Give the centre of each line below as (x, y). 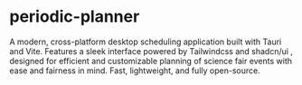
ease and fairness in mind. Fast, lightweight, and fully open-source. (135, 71)
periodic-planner (75, 17)
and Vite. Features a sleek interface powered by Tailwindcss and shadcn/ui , (151, 51)
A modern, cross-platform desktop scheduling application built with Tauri (146, 42)
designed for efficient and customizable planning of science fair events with (151, 61)
